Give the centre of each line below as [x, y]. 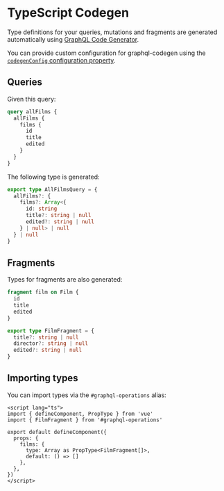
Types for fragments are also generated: [65, 280]
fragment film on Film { [43, 292]
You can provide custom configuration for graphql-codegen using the [106, 53]
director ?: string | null [51, 344]
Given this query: [32, 99]
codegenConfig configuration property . [61, 60]
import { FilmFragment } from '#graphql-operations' [85, 420]
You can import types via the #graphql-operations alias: [87, 395]
